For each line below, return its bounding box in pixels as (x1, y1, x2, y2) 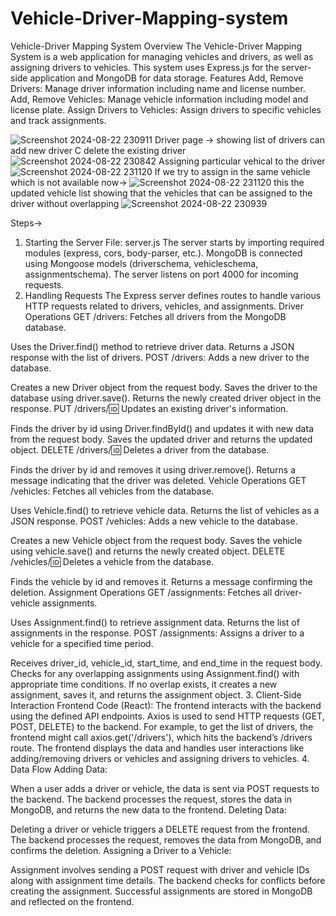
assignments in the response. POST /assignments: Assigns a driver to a (10, 627, 305, 639)
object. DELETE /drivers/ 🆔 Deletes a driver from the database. (10, 443, 270, 456)
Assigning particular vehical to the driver (158, 155, 326, 167)
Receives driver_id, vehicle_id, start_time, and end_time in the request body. (10, 657, 323, 669)
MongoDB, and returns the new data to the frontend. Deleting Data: (10, 803, 287, 816)
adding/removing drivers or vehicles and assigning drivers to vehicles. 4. (10, 752, 310, 764)
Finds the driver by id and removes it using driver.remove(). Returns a (10, 463, 297, 476)
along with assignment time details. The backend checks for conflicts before (10, 874, 326, 886)
